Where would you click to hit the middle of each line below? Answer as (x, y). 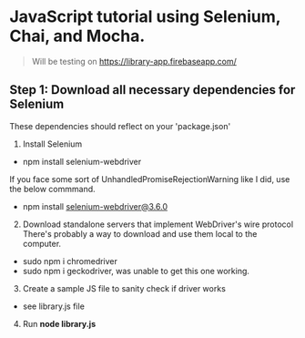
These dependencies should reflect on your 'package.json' (120, 126)
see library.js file (53, 306)
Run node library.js (59, 323)
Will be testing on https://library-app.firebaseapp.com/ (134, 61)
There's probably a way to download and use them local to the (140, 233)
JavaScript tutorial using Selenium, (145, 17)
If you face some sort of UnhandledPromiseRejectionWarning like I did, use (150, 179)
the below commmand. (52, 189)
